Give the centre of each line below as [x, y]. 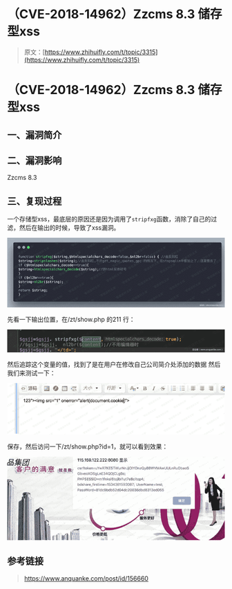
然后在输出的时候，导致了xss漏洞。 [69, 228]
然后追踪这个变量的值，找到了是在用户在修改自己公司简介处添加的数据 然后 [114, 365]
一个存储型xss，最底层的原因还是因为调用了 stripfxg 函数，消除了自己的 [109, 219]
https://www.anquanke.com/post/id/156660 [86, 578]
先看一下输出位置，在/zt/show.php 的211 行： [71, 319]
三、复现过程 [35, 201]
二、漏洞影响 [35, 160]
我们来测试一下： [31, 373]
